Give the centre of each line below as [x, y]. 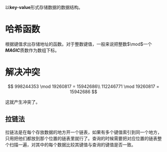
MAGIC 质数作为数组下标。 [32, 50]
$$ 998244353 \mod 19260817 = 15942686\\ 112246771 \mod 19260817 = [83, 86]
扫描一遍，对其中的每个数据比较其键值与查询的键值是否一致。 [72, 145]
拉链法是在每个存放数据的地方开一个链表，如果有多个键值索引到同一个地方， [83, 132]
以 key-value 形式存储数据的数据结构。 [44, 7]
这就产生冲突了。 [23, 102]
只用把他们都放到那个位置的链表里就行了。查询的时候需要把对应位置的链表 [81, 138]
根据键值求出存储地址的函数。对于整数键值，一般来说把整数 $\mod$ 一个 [79, 44]
